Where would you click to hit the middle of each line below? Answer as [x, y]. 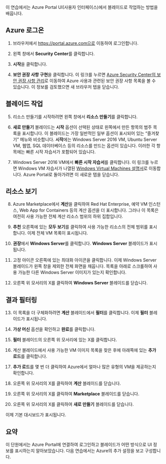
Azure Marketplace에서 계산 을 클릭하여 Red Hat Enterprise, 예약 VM [80, 204]
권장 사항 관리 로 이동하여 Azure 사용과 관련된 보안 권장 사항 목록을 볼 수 [87, 81]
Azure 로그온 [25, 30]
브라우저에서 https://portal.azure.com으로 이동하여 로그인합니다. [76, 43]
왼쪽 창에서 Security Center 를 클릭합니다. [54, 54]
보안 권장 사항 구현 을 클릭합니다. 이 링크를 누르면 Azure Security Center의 [84, 74]
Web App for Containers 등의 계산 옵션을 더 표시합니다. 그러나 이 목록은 [89, 210]
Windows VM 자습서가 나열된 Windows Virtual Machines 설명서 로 [83, 168]
